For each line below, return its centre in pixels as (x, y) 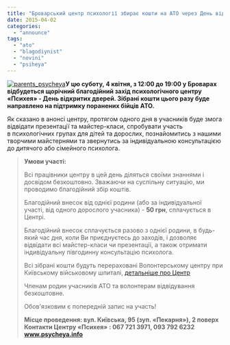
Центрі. (35, 217)
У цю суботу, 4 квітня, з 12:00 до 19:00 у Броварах (141, 84)
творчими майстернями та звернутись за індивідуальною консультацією (114, 140)
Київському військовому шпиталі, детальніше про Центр (107, 272)
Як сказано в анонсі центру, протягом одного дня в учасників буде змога (115, 119)
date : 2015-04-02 (32, 20)
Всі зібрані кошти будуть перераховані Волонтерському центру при (123, 265)
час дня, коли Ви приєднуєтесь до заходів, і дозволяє (118, 238)
